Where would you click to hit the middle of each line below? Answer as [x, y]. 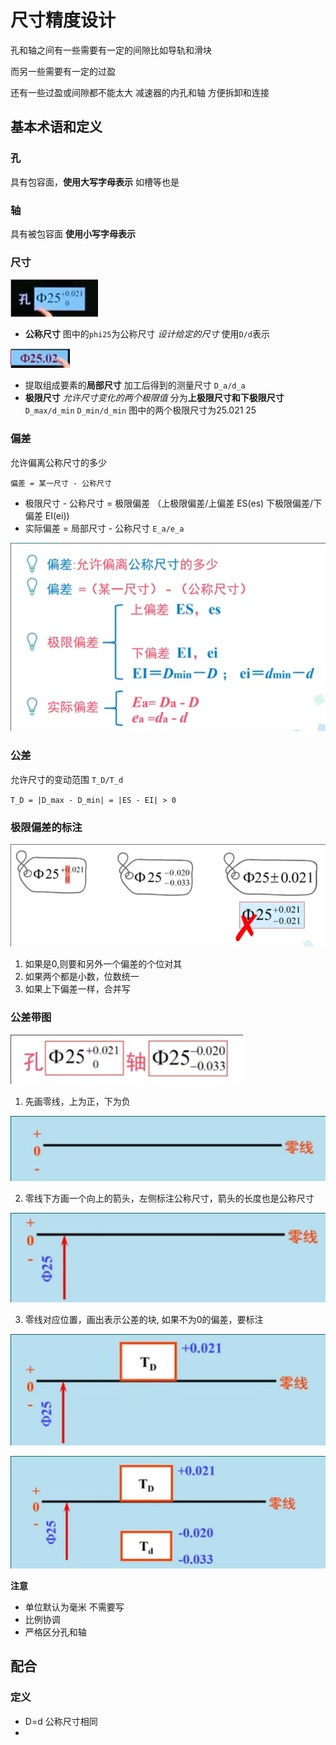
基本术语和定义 [56, 127]
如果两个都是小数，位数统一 [82, 977]
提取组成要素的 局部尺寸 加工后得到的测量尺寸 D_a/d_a [135, 385]
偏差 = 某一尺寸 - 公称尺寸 [61, 483]
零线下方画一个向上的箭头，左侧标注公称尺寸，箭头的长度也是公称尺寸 [169, 1198]
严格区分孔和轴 [55, 1632]
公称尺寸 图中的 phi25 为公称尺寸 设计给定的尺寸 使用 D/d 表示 [147, 334]
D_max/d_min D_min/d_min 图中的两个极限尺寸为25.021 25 [140, 410]
